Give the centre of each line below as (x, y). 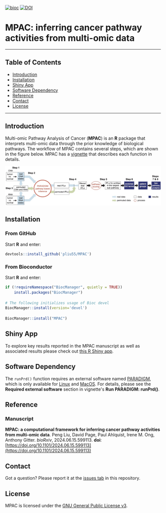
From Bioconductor (29, 266)
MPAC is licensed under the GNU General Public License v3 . (66, 506)
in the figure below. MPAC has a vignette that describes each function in (79, 154)
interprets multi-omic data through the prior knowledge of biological (74, 143)
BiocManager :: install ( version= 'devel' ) (46, 308)
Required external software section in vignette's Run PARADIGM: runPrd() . (82, 389)
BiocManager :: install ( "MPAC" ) (36, 319)
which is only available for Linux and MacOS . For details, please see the (78, 384)
